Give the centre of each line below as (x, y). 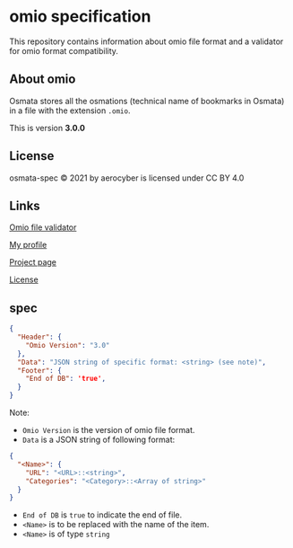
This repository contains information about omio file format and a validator (146, 41)
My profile (28, 245)
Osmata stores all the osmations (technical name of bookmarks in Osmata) (147, 101)
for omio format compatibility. (64, 50)
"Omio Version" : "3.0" (68, 345)
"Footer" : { (40, 370)
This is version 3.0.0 (47, 128)
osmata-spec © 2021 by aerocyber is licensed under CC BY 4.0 (127, 178)
